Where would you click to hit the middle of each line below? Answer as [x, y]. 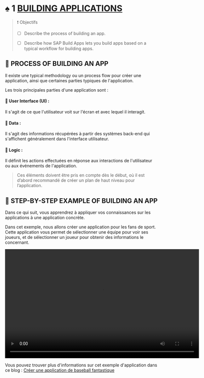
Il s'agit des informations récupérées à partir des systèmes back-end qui [78, 134]
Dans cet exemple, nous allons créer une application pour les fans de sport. [80, 227]
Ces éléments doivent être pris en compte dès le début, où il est [81, 175]
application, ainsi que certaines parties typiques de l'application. [70, 80]
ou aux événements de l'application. [41, 166]
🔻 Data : [13, 123]
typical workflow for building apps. [59, 48]
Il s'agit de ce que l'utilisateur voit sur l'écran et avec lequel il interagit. [75, 112]
